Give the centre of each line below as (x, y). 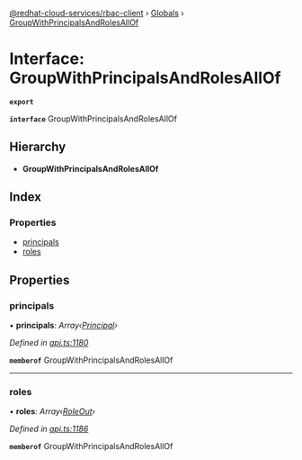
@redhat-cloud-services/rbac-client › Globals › (97, 13)
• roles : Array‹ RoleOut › (53, 411)
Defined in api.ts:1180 (49, 343)
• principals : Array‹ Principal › (64, 325)
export (22, 102)
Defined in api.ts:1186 (49, 429)
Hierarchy (38, 147)
